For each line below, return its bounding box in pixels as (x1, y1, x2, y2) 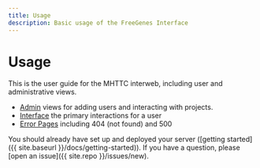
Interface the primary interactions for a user (19, 111, 162, 121)
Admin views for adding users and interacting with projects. (19, 103, 214, 112)
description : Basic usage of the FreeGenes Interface (8, 19, 189, 27)
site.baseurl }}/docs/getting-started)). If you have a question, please (18, 143, 240, 152)
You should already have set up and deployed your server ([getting (8, 135, 226, 144)
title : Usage (8, 11, 51, 20)
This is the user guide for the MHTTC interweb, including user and (8, 79, 223, 88)
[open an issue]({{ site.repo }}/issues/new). (8, 151, 150, 161)
